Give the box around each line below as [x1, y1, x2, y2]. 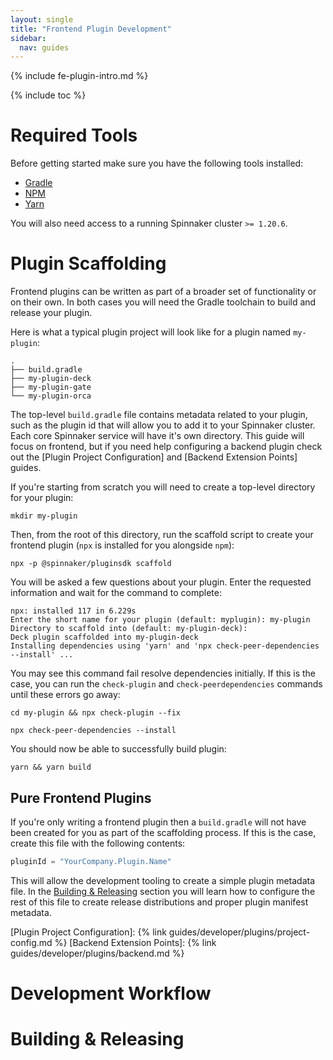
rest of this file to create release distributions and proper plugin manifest [10, 896, 309, 908]
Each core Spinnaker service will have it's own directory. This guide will [10, 430, 305, 442]
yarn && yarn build [10, 762, 92, 773]
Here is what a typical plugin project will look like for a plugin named [10, 326, 292, 338]
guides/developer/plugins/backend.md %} [10, 947, 185, 959]
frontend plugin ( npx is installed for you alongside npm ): [10, 539, 235, 551]
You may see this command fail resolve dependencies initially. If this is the [10, 667, 317, 680]
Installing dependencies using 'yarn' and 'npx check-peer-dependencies [10, 641, 320, 651]
